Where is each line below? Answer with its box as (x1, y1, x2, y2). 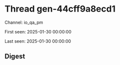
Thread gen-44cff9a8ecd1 (4, 3, 116, 15)
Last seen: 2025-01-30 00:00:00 (4, 38, 71, 44)
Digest (4, 52, 26, 61)
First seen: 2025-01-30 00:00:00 (4, 29, 72, 34)
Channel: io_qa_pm (4, 19, 43, 25)
